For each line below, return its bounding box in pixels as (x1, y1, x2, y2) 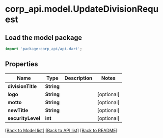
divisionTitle (7, 83, 37, 89)
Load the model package (5, 33, 82, 42)
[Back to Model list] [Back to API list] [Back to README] (5, 127, 118, 133)
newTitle (7, 107, 28, 113)
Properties (5, 60, 38, 68)
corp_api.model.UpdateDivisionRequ (5, 3, 159, 15)
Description (64, 75, 92, 82)
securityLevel (7, 114, 41, 121)
